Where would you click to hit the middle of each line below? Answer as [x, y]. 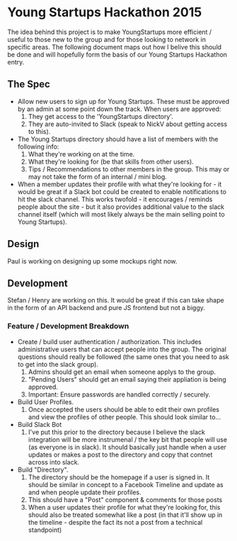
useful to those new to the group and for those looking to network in [107, 39]
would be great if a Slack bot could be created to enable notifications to [122, 191]
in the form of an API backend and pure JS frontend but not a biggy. [106, 308]
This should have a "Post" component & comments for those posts [125, 499]
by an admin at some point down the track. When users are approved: [119, 109]
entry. [16, 62]
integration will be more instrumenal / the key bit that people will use [128, 439]
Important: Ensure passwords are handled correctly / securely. [119, 394]
